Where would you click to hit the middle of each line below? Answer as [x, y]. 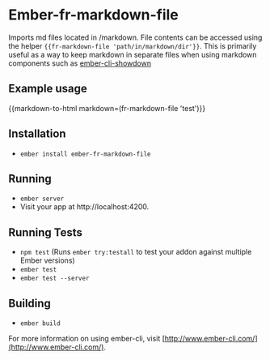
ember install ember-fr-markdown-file [85, 154]
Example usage [48, 89]
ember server [42, 199]
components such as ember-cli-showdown [80, 63]
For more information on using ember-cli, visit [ [87, 339]
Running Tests [45, 232]
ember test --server [55, 279]
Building [30, 303]
